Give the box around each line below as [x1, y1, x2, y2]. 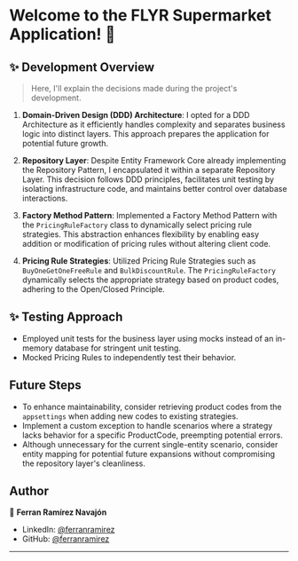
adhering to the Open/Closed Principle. [21, 284, 166, 294]
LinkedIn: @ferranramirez [21, 525, 115, 535]
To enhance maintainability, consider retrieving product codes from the [21, 401, 282, 412]
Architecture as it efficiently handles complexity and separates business [21, 119, 286, 130]
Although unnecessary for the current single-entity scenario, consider [21, 439, 278, 449]
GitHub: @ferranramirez [21, 533, 110, 544]
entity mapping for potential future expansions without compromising [21, 448, 276, 459]
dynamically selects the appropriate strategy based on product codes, [21, 274, 279, 285]
